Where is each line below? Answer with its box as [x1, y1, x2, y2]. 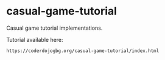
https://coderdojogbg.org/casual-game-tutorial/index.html [6, 47, 160, 54]
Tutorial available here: [6, 36, 63, 43]
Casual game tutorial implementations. [6, 24, 103, 32]
